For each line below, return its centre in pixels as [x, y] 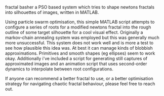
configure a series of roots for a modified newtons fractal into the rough [78, 27]
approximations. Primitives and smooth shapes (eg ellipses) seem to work [80, 53]
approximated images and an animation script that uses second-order [76, 64]
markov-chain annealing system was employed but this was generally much [82, 37]
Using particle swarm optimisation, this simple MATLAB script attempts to [80, 22]
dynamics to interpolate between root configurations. [59, 69]
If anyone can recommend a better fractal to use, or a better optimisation [79, 79]
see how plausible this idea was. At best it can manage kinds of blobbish [79, 48]
